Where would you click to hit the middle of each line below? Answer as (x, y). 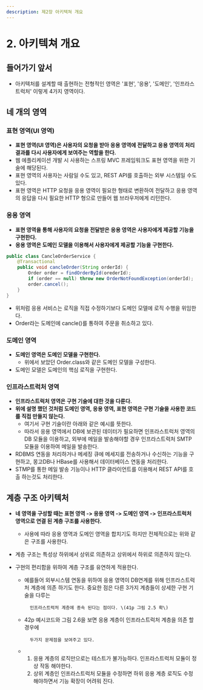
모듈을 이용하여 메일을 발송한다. (61, 447)
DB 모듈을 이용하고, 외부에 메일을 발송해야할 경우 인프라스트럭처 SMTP (108, 439)
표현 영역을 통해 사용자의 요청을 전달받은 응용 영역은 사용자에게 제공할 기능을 (104, 229)
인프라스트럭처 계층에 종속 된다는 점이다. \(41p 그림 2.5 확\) (99, 608)
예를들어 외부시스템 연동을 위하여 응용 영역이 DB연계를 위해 (94, 580)
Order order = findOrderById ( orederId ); (80, 273)
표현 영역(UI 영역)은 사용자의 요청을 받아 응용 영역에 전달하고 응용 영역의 (99, 145)
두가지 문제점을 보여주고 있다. (62, 640)
